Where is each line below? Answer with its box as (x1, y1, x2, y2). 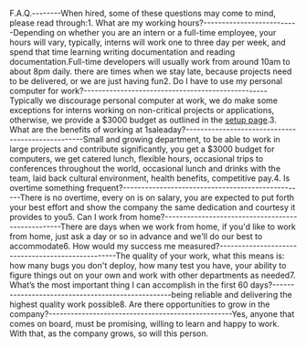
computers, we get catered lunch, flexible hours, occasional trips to (9, 153, 264, 163)
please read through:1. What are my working (9, 17, 176, 28)
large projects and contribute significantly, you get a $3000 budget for (9, 143, 275, 154)
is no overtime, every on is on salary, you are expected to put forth (44, 192, 295, 203)
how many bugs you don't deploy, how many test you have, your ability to (9, 260, 287, 270)
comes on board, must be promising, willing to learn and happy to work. (9, 319, 280, 329)
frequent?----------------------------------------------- (86, 183, 297, 193)
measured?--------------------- (177, 241, 298, 251)
